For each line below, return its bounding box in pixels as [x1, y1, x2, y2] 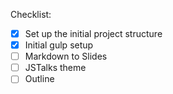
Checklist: [10, 9, 52, 20]
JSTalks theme [24, 62, 87, 74]
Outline [24, 73, 55, 85]
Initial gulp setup [24, 39, 94, 51]
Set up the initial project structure [24, 28, 163, 39]
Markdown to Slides [24, 50, 108, 63]
